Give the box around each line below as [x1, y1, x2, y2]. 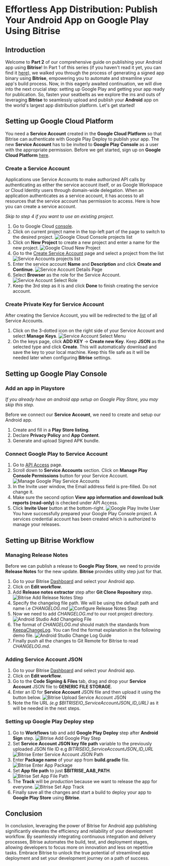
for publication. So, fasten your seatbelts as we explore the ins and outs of [5, 92, 161, 97]
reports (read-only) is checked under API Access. [12, 500, 118, 506]
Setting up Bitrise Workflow [5, 536, 94, 545]
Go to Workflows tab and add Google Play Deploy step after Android [12, 730, 158, 736]
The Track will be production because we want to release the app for [12, 778, 157, 785]
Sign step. [12, 735, 35, 741]
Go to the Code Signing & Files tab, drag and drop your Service [12, 678, 146, 684]
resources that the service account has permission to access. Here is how [5, 198, 160, 204]
